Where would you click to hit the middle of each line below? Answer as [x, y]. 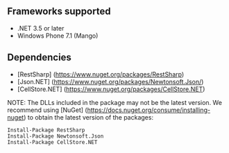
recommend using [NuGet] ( [48, 110]
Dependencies [39, 57]
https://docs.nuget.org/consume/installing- [149, 110]
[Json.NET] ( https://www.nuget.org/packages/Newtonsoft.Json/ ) [110, 81]
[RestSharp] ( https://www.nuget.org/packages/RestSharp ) [101, 74]
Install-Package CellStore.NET [52, 142]
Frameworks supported [59, 11]
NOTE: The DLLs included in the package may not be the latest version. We [114, 102]
